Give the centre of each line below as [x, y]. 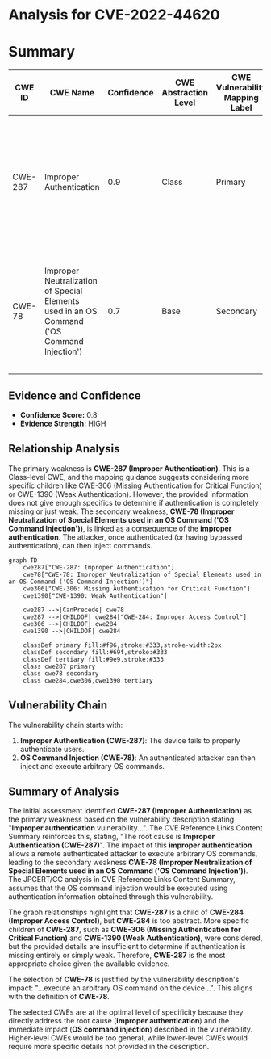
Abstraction [184, 93]
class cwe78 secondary [61, 673]
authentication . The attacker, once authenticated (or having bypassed [125, 537]
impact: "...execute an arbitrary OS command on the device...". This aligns [131, 988]
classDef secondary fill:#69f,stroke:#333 [95, 652]
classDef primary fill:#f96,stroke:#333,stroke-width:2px [122, 645]
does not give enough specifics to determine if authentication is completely [134, 502]
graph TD [23, 560]
